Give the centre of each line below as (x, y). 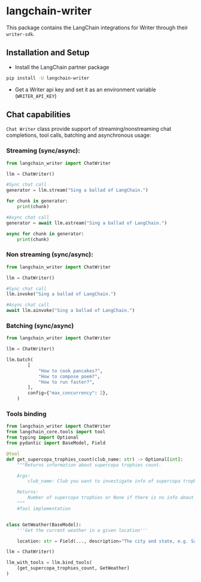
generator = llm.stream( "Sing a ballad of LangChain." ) (77, 190)
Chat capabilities (38, 115)
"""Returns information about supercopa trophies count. (89, 465)
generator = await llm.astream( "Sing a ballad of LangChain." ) (87, 223)
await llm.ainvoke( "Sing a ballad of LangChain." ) (71, 311)
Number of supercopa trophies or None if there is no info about (111, 498)
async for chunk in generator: (45, 234)
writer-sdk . (20, 33)
